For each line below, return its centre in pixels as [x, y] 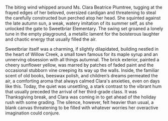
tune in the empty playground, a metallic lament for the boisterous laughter [82, 34]
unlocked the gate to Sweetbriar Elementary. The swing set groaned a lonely [84, 29]
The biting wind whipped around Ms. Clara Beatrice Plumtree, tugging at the [84, 7]
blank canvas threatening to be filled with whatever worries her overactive [82, 108]
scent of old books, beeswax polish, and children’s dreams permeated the [81, 76]
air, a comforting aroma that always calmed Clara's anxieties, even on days [82, 81]
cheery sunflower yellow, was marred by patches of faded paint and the [79, 65]
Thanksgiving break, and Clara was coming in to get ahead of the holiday [81, 97]
